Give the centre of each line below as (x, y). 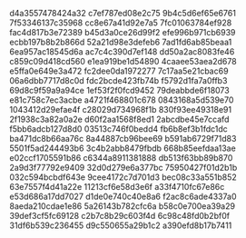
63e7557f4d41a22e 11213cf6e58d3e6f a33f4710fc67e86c (117, 187)
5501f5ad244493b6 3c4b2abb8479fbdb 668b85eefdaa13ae (123, 148)
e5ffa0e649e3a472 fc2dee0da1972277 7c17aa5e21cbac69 (119, 71)
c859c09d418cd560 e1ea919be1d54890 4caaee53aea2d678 (123, 61)
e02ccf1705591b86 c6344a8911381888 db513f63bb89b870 (121, 158)
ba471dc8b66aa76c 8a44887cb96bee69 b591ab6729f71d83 (123, 139)
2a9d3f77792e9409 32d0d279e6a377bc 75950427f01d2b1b (123, 168)
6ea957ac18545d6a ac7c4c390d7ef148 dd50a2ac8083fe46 (122, 52)
